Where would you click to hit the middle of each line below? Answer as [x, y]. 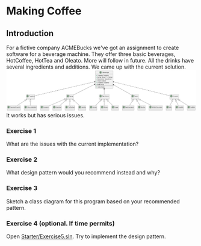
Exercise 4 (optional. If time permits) [61, 223]
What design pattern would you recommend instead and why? [83, 173]
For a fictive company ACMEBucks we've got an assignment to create [93, 48]
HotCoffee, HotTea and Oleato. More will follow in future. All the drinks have [100, 60]
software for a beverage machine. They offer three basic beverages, [91, 54]
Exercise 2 [22, 159]
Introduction [30, 33]
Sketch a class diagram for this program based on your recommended [93, 201]
